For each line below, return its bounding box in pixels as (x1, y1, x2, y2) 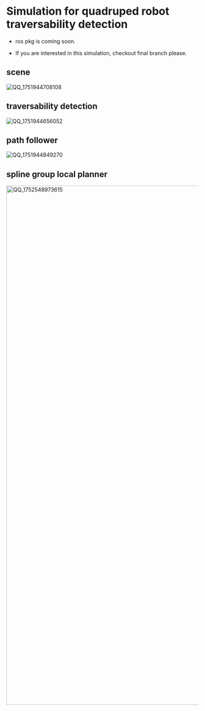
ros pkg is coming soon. (15, 37, 76, 45)
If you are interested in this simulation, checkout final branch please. (15, 49, 187, 56)
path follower (6, 135, 58, 145)
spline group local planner (6, 169, 108, 179)
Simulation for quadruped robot (6, 4, 170, 18)
